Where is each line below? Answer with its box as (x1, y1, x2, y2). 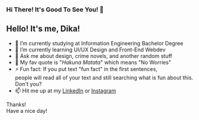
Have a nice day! (6, 107, 48, 114)
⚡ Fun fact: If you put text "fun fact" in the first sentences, (14, 65, 158, 72)
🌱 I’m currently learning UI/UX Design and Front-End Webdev (14, 46, 166, 53)
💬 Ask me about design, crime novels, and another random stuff (14, 52, 173, 59)
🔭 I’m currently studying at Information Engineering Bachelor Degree (14, 39, 183, 47)
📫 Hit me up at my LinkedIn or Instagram (14, 87, 117, 94)
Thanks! (6, 101, 26, 108)
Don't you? (14, 80, 42, 87)
